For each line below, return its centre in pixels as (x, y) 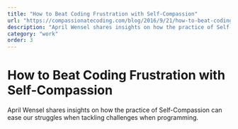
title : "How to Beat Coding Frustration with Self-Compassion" (103, 14)
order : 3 (20, 40)
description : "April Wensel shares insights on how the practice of (110, 27)
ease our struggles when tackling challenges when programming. (103, 118)
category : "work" (33, 34)
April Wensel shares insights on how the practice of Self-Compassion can (115, 110)
